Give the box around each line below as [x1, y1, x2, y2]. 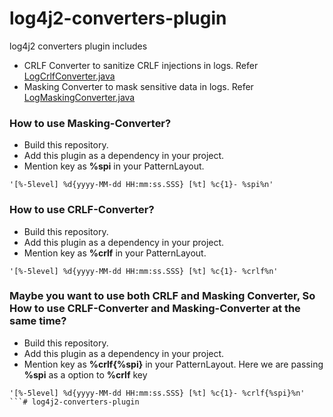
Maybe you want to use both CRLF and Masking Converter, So [9, 289, 316, 303]
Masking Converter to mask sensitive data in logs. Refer [23, 80, 254, 92]
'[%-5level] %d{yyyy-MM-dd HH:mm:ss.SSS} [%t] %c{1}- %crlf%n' [9, 266, 279, 276]
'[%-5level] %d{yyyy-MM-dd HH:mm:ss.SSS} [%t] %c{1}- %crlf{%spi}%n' [9, 388, 306, 398]
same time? [9, 314, 67, 328]
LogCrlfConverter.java [23, 70, 116, 82]
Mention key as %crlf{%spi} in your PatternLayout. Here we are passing [23, 358, 324, 370]
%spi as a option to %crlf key [23, 368, 148, 381]
